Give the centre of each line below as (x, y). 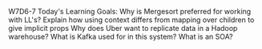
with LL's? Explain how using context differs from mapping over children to (131, 20)
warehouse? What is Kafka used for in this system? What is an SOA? (121, 36)
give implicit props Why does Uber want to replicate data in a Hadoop (123, 28)
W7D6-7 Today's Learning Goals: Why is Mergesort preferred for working (130, 11)
